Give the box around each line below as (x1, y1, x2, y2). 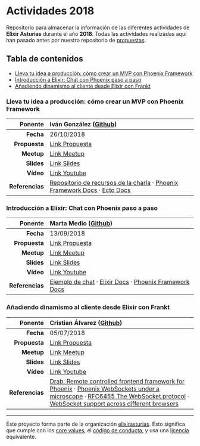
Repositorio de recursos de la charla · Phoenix (49, 179, 179, 187)
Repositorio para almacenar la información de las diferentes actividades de (6, 24, 190, 31)
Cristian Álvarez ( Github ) (49, 318, 123, 327)
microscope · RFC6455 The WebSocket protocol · (49, 392, 189, 400)
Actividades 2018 (6, 4, 95, 18)
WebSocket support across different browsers (49, 399, 179, 408)
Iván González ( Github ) (49, 120, 117, 129)
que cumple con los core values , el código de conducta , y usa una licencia (6, 426, 189, 433)
